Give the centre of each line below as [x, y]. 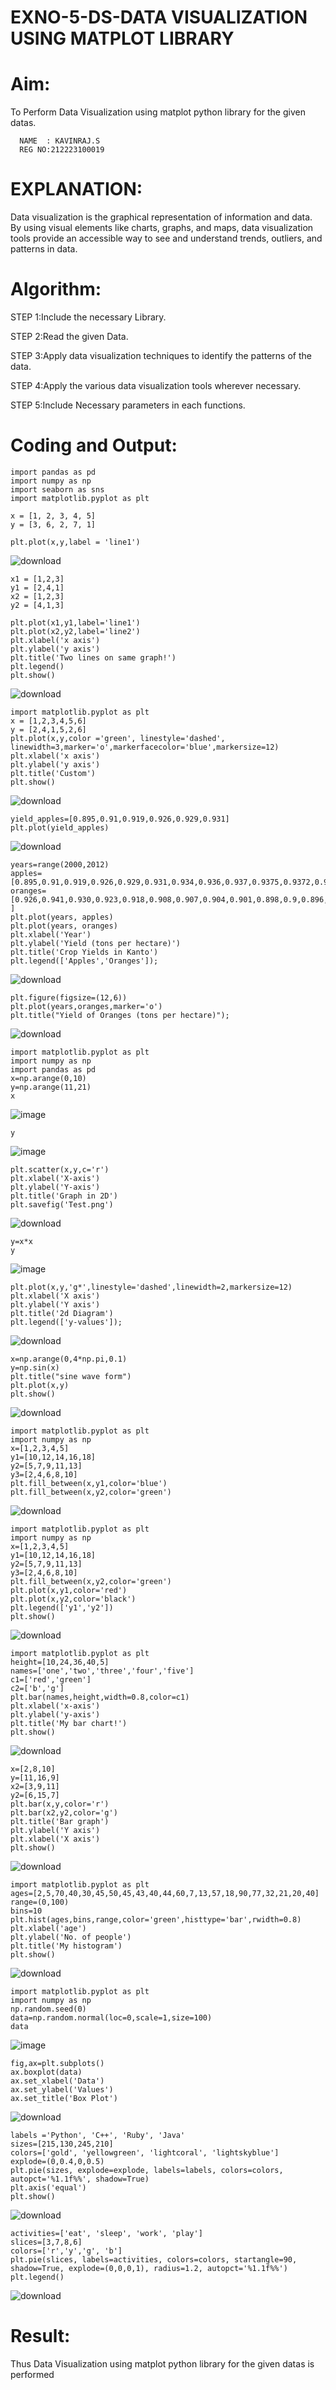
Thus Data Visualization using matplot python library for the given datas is [162, 2363]
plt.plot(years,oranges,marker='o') [86, 1006]
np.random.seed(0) [48, 2009]
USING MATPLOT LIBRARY [122, 38]
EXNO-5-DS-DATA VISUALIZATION [159, 17]
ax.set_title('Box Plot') [64, 2098]
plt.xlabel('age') [48, 1928]
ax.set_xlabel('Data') [57, 2081]
